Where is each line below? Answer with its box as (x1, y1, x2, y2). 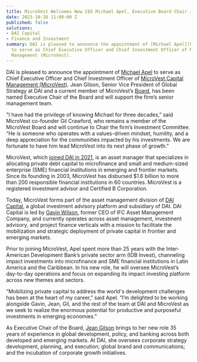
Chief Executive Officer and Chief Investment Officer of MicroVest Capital (6, 75, 184, 82)
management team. (6, 99, 53, 106)
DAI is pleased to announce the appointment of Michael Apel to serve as (6, 68, 181, 75)
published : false (6, 19, 49, 25)
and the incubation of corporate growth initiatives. (6, 349, 127, 356)
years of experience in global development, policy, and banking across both (6, 330, 189, 337)
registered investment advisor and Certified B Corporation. (6, 185, 148, 192)
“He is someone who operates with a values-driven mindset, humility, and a (6, 130, 189, 137)
